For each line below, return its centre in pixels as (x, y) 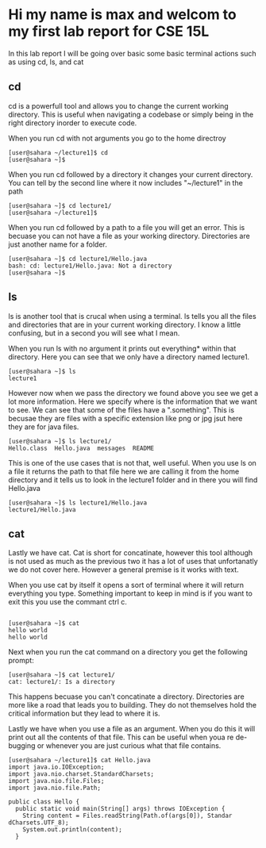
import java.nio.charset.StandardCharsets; (81, 774)
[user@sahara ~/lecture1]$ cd (58, 152)
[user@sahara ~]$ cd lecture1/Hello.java (78, 259)
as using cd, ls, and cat (46, 62)
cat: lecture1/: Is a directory (62, 682)
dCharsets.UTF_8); (39, 823)
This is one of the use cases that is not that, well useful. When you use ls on (132, 462)
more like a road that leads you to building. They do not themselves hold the (132, 705)
